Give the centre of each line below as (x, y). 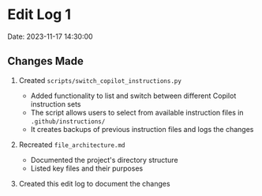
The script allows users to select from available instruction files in (137, 112)
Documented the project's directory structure (104, 160)
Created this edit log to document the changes (94, 183)
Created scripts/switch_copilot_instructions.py (100, 80)
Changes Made (45, 61)
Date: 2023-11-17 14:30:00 (50, 36)
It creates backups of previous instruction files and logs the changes (142, 129)
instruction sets (56, 104)
